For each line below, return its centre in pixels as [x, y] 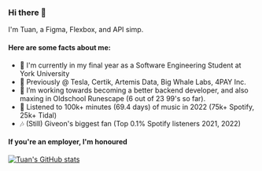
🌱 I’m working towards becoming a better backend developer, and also [134, 90]
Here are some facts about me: [60, 47]
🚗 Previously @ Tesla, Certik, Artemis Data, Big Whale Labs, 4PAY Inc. [133, 82]
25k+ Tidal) [38, 115]
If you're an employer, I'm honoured [68, 142]
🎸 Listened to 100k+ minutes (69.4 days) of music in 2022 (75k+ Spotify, [137, 107]
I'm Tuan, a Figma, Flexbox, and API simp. [76, 30]
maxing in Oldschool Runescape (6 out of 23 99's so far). [113, 98]
